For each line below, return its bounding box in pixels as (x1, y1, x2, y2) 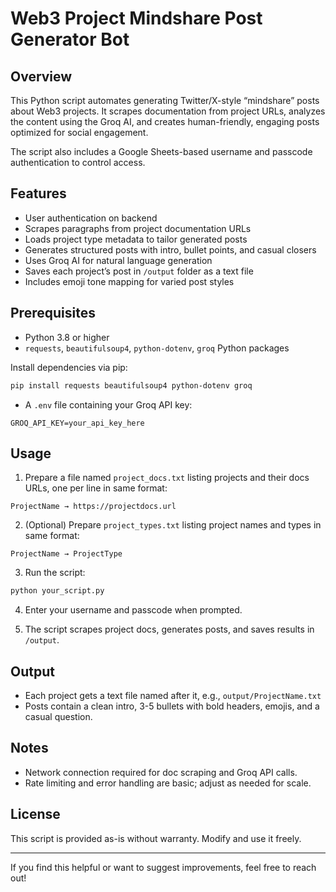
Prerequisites (10, 305, 96, 322)
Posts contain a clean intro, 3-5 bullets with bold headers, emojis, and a (24, 700, 320, 712)
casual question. (24, 711, 93, 722)
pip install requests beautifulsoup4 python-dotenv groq (10, 380, 253, 391)
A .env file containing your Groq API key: (24, 398, 193, 411)
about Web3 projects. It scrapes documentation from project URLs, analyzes (10, 105, 326, 117)
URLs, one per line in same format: (24, 482, 168, 494)
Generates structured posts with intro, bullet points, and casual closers (24, 243, 317, 256)
